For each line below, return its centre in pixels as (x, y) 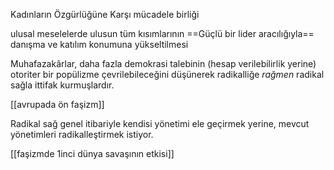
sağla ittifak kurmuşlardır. (62, 85)
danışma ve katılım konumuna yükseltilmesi (99, 44)
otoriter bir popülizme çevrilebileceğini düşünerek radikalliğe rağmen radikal (167, 74)
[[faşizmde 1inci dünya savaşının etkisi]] (92, 153)
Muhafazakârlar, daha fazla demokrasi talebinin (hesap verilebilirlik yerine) (163, 63)
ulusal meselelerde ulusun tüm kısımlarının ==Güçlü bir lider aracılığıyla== (162, 33)
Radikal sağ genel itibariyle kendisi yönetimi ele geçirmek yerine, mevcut (160, 123)
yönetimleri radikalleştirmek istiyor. (82, 134)
